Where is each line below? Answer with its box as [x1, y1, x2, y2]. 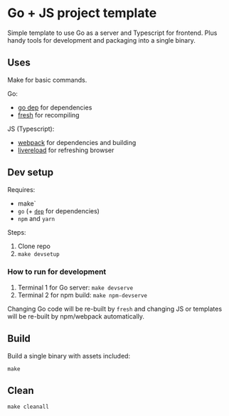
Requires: [7, 185, 36, 193]
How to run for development [7, 267, 107, 277]
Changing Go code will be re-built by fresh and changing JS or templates [7, 304, 223, 313]
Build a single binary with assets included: [7, 351, 130, 360]
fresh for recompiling [17, 110, 80, 119]
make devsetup [17, 250, 60, 257]
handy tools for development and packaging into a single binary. [7, 36, 196, 44]
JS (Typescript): [7, 124, 55, 133]
